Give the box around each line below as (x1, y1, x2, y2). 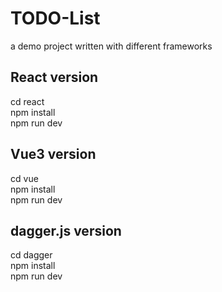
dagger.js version (10, 222, 122, 239)
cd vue (10, 172, 39, 184)
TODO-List (10, 7, 101, 30)
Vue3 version (10, 146, 97, 163)
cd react (10, 95, 45, 107)
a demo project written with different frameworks (10, 40, 213, 52)
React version (10, 69, 99, 86)
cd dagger (10, 249, 53, 261)
